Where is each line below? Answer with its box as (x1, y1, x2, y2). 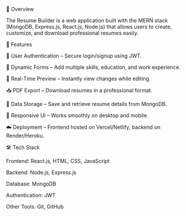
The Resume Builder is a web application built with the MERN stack (6, 17, 168, 24)
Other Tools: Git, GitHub (6, 203, 64, 210)
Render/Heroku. (6, 132, 45, 139)
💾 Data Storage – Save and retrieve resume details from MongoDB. (6, 101, 167, 107)
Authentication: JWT (6, 192, 56, 198)
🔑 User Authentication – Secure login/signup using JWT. (6, 52, 142, 59)
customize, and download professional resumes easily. (6, 29, 139, 36)
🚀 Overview (6, 6, 34, 12)
